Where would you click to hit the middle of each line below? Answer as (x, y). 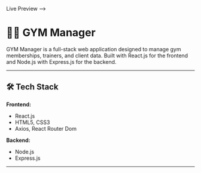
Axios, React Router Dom (45, 128)
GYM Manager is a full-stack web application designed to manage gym (94, 49)
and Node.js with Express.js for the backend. (61, 61)
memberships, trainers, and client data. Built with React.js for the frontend (97, 55)
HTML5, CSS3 (32, 122)
